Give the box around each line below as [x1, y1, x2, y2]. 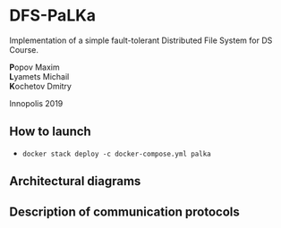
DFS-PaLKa [9, 5, 97, 26]
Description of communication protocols [9, 204, 240, 219]
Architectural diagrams [9, 173, 141, 189]
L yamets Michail [9, 71, 70, 81]
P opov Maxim [9, 62, 60, 72]
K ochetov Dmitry [9, 80, 72, 91]
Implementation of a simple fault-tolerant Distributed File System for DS [9, 35, 273, 46]
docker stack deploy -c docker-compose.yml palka [21, 149, 212, 158]
